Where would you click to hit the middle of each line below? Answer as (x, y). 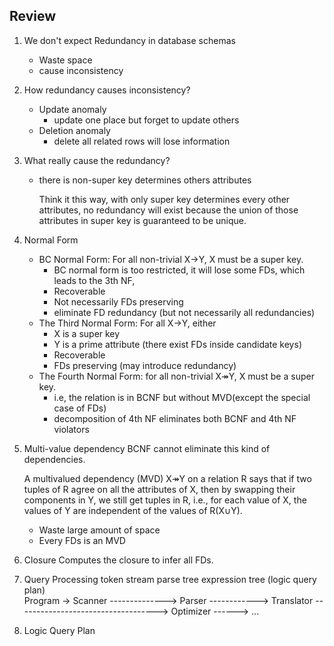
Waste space (65, 60)
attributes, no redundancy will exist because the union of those (168, 210)
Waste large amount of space (99, 530)
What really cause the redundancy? (97, 160)
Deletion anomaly (74, 130)
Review (33, 16)
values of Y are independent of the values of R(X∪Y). (133, 510)
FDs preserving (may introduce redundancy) (145, 365)
